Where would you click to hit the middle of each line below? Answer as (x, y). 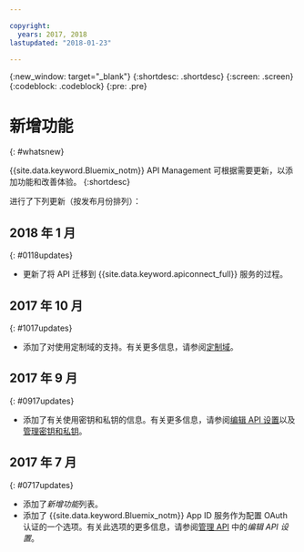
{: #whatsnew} (37, 152)
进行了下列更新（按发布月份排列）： (75, 201)
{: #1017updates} (41, 328)
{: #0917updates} (42, 401)
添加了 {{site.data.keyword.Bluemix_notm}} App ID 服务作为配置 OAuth (155, 515)
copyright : (30, 26)
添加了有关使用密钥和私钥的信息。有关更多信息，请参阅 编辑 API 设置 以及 (159, 419)
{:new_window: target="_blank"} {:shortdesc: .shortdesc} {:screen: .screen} (152, 77)
